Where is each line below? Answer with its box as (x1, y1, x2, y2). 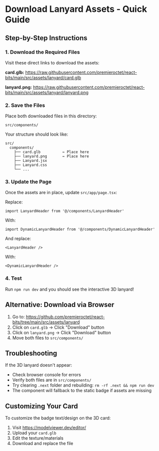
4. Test (5, 275, 22, 282)
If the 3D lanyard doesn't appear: (5, 362, 72, 368)
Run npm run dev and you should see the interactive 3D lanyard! (5, 286, 134, 292)
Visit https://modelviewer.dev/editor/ (12, 425, 86, 431)
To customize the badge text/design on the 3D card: (5, 415, 111, 421)
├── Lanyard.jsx (14, 158, 48, 163)
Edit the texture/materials (12, 435, 64, 441)
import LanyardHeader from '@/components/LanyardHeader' (5, 209, 125, 214)
